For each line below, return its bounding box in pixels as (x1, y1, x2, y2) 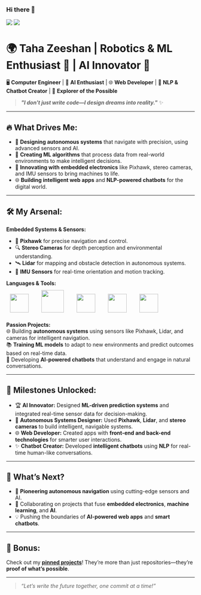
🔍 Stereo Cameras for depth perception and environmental (14, 244, 163, 251)
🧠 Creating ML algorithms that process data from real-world (14, 151, 165, 158)
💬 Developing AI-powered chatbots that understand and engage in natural (6, 356, 190, 363)
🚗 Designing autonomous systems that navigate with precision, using (14, 138, 188, 145)
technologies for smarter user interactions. (14, 436, 122, 443)
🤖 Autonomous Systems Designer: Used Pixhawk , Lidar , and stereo (14, 416, 186, 424)
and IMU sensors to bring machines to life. (14, 170, 120, 177)
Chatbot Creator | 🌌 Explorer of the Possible (6, 87, 118, 95)
